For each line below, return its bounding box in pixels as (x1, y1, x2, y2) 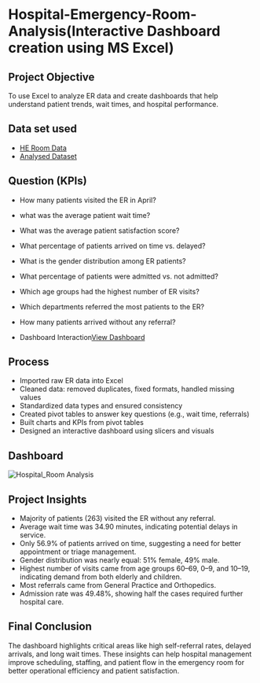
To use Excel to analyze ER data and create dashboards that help (8, 91, 218, 100)
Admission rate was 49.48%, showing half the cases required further (19, 589, 244, 599)
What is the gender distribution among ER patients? (19, 256, 186, 265)
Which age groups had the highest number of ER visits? (19, 286, 200, 296)
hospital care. (19, 597, 64, 607)
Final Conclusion (8, 620, 92, 633)
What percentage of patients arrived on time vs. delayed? (19, 241, 206, 250)
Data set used (8, 122, 77, 135)
